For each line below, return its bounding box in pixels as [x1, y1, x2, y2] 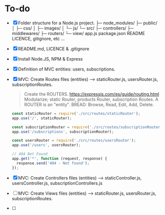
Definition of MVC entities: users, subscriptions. [18, 66, 116, 72]
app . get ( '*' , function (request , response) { [11, 156, 107, 161]
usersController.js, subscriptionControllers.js [11, 180, 103, 186]
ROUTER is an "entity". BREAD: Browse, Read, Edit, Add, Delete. [24, 102, 154, 107]
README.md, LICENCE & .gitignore [18, 45, 89, 52]
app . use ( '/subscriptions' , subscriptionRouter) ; [11, 129, 114, 134]
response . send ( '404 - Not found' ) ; [16, 161, 90, 166]
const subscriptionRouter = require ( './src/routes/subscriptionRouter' [11, 124, 163, 130]
